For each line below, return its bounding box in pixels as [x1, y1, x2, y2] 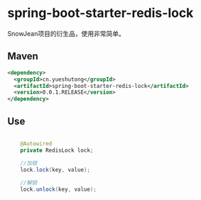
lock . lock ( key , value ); [20, 166, 91, 173]
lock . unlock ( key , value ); [20, 186, 97, 193]
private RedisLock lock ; [20, 147, 94, 154]
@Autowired [20, 140, 53, 147]
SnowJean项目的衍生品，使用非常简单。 [7, 29, 126, 38]
